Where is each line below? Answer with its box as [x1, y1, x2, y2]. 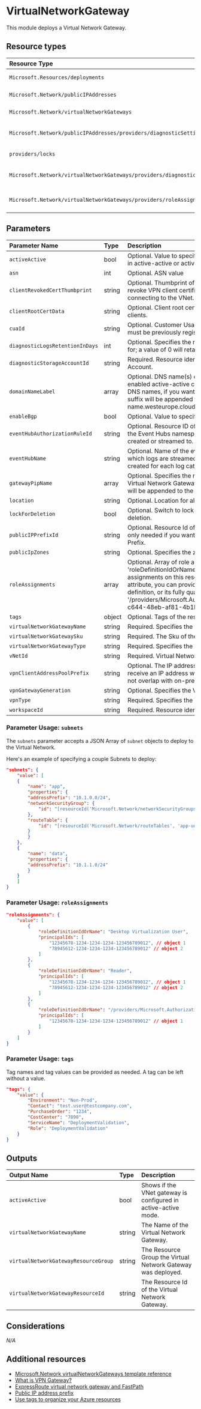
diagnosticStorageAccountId [9, 359, 89, 366]
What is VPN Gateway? [14, 1377, 72, 1384]
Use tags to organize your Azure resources [14, 1395, 121, 1403]
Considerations [6, 1321, 65, 1331]
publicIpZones [9, 548, 50, 556]
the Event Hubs [127, 429, 170, 438]
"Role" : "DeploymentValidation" [28, 1125, 109, 1132]
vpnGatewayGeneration [9, 686, 71, 694]
